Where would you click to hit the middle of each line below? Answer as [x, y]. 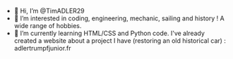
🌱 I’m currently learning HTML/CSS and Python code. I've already [109, 33]
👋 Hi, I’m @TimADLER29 [49, 11]
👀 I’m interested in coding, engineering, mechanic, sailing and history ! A [119, 18]
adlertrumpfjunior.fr [43, 48]
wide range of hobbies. [48, 26]
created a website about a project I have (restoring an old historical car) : [120, 41]
